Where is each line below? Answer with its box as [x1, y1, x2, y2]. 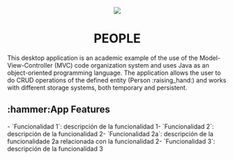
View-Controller [7, 61, 53, 69]
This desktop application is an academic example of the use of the [7, 53, 198, 62]
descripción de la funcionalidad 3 [7, 144, 103, 153]
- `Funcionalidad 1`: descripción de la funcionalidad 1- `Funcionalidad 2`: [7, 122, 214, 131]
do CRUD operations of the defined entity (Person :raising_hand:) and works [7, 75, 227, 84]
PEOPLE [93, 31, 141, 47]
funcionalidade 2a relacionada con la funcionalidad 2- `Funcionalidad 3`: [7, 137, 216, 145]
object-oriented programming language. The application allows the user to [7, 68, 221, 77]
